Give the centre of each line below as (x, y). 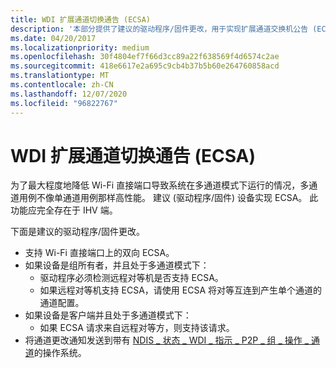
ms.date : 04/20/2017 (53, 38)
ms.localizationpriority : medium (80, 47)
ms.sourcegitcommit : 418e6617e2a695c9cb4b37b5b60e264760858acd (145, 66)
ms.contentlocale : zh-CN (62, 85)
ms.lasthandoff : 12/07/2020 (69, 94)
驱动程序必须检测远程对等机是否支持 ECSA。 (131, 278)
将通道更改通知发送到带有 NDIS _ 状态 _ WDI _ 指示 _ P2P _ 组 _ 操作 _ (167, 340)
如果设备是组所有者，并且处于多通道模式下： (117, 265)
